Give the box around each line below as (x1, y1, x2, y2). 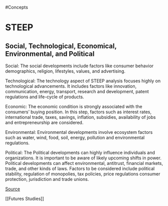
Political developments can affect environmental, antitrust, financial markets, (5, 160, 163, 166)
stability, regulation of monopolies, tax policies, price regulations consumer (5, 171, 160, 177)
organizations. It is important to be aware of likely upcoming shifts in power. (5, 155, 161, 161)
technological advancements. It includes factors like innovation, (5, 83, 137, 89)
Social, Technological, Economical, (5, 42, 117, 50)
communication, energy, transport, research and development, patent (5, 89, 149, 94)
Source (5, 186, 20, 192)
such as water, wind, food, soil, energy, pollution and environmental (5, 135, 145, 140)
